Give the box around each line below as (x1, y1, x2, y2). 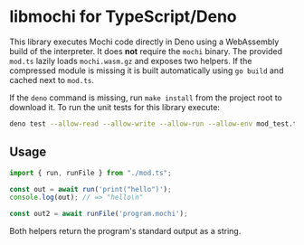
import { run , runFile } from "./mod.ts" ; (9, 168, 172, 177)
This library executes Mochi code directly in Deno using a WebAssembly (9, 36, 280, 47)
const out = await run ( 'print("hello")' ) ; (9, 184, 172, 193)
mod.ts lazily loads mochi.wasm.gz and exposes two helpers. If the (9, 55, 252, 66)
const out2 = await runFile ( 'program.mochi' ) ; (9, 210, 188, 219)
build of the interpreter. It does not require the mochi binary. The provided (9, 45, 283, 56)
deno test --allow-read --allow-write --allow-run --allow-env (9, 119, 253, 128)
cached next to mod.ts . (9, 74, 95, 85)
